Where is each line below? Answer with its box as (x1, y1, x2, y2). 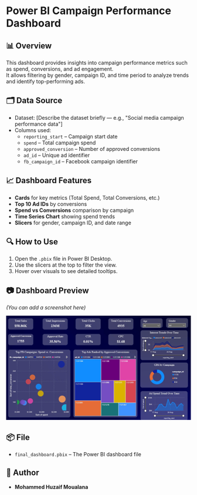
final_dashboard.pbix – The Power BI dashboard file (14, 451, 142, 458)
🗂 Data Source (6, 96, 63, 106)
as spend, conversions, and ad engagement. (6, 66, 114, 72)
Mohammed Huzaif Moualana (14, 483, 89, 490)
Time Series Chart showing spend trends (14, 213, 116, 220)
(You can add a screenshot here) (6, 304, 86, 311)
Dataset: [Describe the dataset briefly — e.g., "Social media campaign (14, 114, 185, 121)
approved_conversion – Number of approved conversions (23, 145, 160, 152)
